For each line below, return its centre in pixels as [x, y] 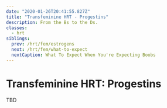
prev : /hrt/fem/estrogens [43, 44]
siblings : [18, 39]
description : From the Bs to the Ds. [52, 22]
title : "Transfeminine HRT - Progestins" [57, 17]
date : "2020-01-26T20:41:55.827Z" [48, 11]
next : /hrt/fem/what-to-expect [50, 50]
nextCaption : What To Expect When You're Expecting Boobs [84, 55]
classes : [17, 28]
